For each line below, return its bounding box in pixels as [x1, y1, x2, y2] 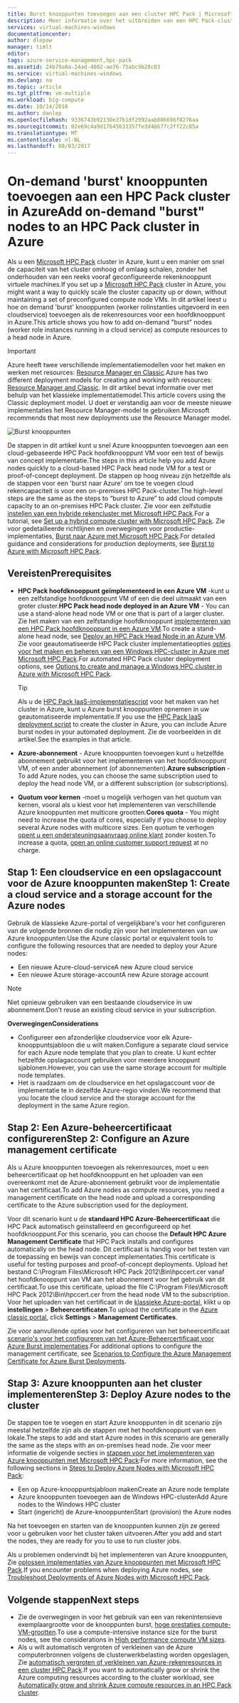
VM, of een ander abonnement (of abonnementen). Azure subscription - [17, 764, 230, 772]
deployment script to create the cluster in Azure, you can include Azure [17, 719, 228, 728]
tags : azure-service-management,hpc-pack [7, 57, 132, 64]
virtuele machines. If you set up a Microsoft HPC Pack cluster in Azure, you [7, 280, 226, 289]
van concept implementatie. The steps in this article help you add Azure [7, 456, 216, 465]
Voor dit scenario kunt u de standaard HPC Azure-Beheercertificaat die [7, 1214, 221, 1223]
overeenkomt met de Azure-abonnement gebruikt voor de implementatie [7, 1178, 221, 1186]
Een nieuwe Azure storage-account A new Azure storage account [17, 970, 209, 979]
